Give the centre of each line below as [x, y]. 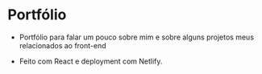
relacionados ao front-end [62, 45]
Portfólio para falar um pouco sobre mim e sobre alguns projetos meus [137, 37]
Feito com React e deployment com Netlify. [91, 61]
